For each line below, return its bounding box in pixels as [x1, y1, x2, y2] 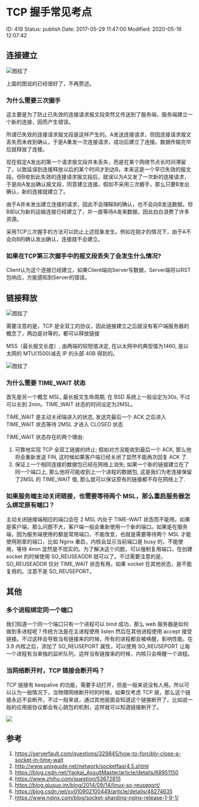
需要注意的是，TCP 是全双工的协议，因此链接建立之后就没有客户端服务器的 [6, 322, 190, 330]
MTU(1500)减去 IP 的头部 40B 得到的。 [23, 350, 118, 357]
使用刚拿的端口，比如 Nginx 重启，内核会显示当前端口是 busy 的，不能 [6, 538, 179, 545]
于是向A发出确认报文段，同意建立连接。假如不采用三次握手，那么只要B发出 [6, 181, 190, 188]
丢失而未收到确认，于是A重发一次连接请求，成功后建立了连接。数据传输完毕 [6, 138, 191, 145]
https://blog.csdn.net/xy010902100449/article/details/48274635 [14, 787, 173, 795]
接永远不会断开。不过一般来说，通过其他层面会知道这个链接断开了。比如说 [6, 696, 188, 703]
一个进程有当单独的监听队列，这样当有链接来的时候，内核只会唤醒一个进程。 [6, 650, 193, 657]
